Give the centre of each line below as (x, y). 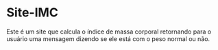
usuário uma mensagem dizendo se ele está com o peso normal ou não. (108, 38)
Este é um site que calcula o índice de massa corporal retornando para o (109, 32)
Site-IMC (33, 13)
